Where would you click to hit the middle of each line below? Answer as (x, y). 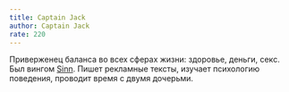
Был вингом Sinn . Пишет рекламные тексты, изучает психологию (135, 69)
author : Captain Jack (50, 26)
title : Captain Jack (48, 17)
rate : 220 (28, 34)
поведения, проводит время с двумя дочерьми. (102, 79)
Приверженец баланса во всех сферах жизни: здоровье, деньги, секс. (144, 60)
